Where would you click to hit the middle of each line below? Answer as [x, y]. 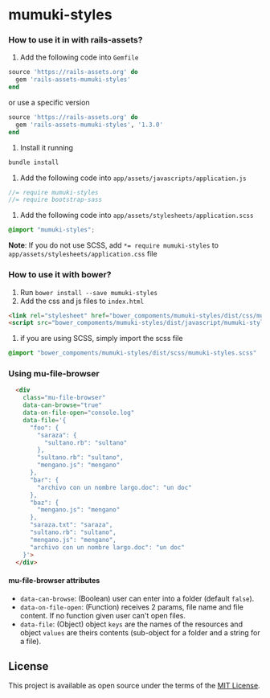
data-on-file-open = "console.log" [79, 413]
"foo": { [44, 428]
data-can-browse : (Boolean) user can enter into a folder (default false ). [137, 598]
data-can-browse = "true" [63, 405]
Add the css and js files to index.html [82, 301]
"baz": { [44, 503]
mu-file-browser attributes [54, 581]
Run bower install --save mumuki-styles [89, 292]
